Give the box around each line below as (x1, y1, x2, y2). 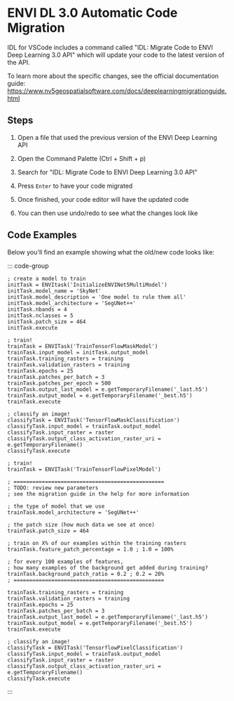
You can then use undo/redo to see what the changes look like (17, 209, 198, 217)
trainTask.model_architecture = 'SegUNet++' (7, 508, 139, 516)
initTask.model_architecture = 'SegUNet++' (7, 300, 137, 307)
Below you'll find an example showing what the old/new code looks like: (7, 247, 215, 256)
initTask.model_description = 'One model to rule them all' (7, 293, 187, 300)
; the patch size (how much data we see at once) (7, 521, 156, 528)
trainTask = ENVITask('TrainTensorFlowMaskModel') (7, 342, 158, 349)
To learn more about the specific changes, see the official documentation (7, 72, 219, 80)
